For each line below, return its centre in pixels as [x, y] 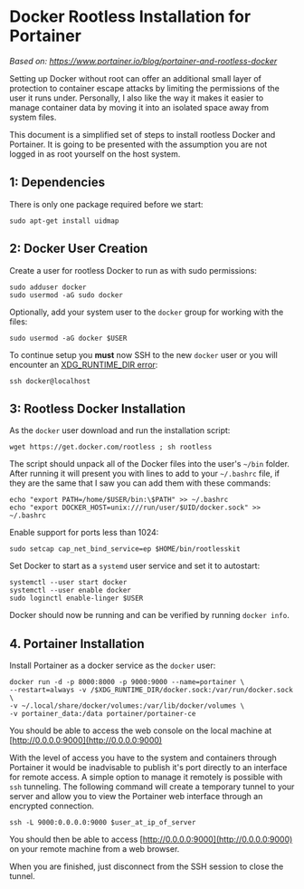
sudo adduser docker [48, 287]
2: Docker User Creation [79, 249]
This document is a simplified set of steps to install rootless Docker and [142, 134]
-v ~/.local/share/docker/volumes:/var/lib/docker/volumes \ [127, 706]
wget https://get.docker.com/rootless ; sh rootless [111, 447]
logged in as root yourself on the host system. [95, 154]
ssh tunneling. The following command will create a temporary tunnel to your [152, 787]
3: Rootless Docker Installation [98, 408]
